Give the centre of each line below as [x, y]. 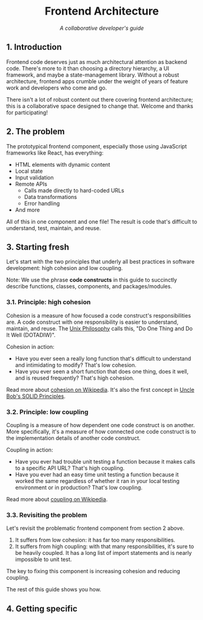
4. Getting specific [42, 609]
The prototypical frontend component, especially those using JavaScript [97, 146]
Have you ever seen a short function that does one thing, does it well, [102, 371]
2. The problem [35, 132]
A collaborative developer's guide [102, 28]
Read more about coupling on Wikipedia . [57, 499]
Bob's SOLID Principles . [36, 396]
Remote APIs [31, 184]
